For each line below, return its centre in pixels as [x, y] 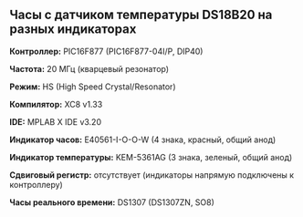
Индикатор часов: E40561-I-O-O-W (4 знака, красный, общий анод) [143, 139]
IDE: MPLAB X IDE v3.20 [56, 121]
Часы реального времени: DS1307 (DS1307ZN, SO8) [112, 202]
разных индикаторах [73, 30]
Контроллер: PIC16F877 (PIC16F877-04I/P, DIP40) [106, 51]
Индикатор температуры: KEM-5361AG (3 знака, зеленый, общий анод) [151, 157]
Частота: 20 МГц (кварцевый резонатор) [89, 68]
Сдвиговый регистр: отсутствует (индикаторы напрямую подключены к [152, 175]
